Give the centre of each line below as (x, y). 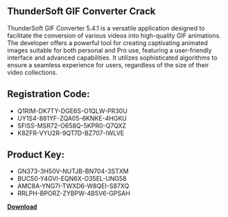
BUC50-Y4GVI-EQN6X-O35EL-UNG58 (72, 179)
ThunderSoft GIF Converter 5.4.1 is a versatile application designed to (106, 28)
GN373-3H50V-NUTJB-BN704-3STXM (73, 171)
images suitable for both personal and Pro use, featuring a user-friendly (109, 50)
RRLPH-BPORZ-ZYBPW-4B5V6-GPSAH (73, 193)
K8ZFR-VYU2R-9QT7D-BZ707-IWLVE (71, 133)
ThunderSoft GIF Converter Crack (81, 11)
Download (22, 207)
